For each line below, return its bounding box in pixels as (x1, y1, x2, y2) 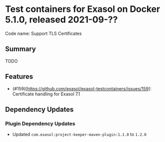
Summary (5, 45, 36, 53)
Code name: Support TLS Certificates (5, 30, 82, 36)
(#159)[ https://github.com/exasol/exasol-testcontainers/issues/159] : (12, 85, 152, 91)
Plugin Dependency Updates (5, 120, 75, 127)
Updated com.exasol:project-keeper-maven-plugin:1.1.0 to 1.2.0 (12, 132, 147, 138)
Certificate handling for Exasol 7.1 (12, 91, 80, 97)
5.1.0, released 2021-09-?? (5, 14, 118, 25)
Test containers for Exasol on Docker (5, 3, 160, 15)
